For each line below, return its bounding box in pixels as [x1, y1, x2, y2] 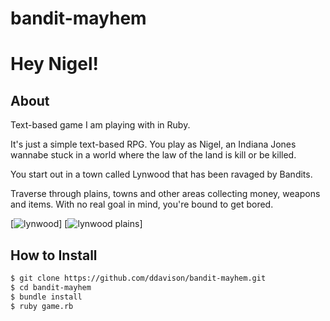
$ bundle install [10, 292, 83, 302]
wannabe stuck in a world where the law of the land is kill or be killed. [10, 149, 297, 161]
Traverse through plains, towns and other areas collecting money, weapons [10, 188, 321, 200]
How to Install [10, 247, 98, 264]
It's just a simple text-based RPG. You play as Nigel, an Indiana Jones [10, 138, 297, 151]
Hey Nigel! [10, 53, 99, 76]
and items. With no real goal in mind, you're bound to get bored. [10, 198, 274, 211]
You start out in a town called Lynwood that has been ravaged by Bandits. [10, 168, 313, 181]
